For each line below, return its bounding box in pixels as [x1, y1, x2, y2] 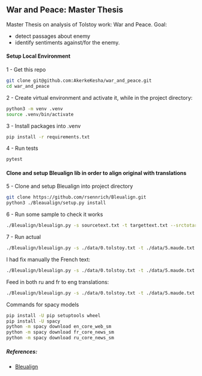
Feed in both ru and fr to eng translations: [6, 278, 109, 285]
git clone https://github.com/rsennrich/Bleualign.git [6, 194, 147, 200]
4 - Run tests [6, 144, 38, 152]
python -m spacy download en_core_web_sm [6, 324, 112, 330]
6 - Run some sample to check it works [6, 211, 103, 218]
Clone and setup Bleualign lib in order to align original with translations [6, 169, 187, 176]
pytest [6, 156, 23, 162]
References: [6, 348, 38, 355]
